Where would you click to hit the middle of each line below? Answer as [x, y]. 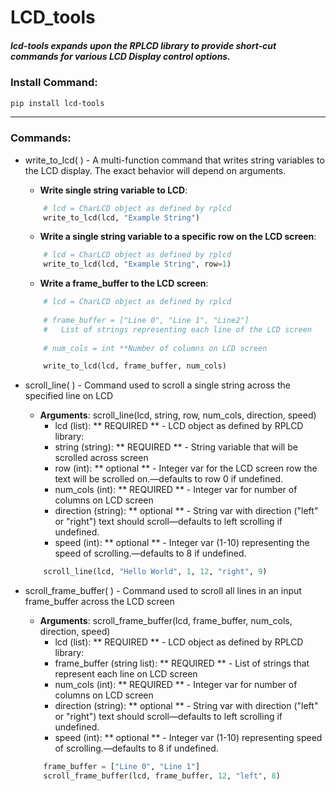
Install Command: [54, 83]
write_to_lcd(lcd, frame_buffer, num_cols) [135, 366]
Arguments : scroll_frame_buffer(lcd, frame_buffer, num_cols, [166, 621]
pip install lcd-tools [57, 103]
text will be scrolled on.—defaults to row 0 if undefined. [169, 479]
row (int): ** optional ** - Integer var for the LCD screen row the [186, 468]
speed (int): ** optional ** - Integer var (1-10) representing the [182, 543]
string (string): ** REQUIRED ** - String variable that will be [176, 447]
